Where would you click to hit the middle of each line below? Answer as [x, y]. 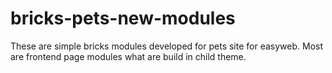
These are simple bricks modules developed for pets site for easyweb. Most [167, 46]
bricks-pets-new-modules [123, 18]
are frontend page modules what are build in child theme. [128, 56]
